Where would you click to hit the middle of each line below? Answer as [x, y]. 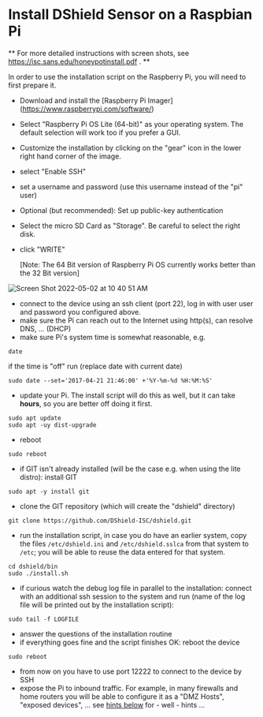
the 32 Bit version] [50, 273]
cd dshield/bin [33, 566]
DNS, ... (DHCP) [45, 328]
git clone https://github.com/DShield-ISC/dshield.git [100, 521]
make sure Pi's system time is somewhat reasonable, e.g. [113, 337]
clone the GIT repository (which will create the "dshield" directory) [127, 506]
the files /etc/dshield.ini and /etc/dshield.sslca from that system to [134, 543]
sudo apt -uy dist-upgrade [52, 425]
